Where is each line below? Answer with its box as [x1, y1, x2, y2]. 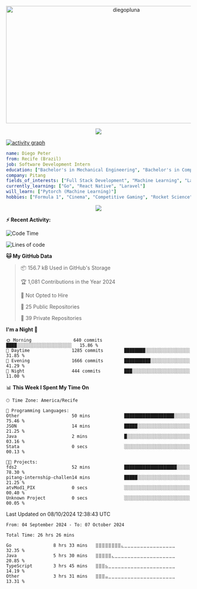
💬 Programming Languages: [6, 408, 69, 413]
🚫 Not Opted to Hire [20, 291, 69, 299]
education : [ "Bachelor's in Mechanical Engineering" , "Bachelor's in [6, 167, 180, 173]
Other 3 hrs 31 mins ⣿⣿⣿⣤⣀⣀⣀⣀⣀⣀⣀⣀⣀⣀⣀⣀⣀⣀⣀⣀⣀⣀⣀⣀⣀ [6, 573, 176, 579]
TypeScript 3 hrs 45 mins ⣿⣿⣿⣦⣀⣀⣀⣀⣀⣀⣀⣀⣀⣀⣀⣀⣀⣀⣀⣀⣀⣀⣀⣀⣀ [6, 563, 176, 569]
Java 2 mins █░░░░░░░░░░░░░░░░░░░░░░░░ [6, 433, 191, 439]
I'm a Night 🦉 [6, 326, 38, 333]
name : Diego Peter [6, 150, 51, 156]
